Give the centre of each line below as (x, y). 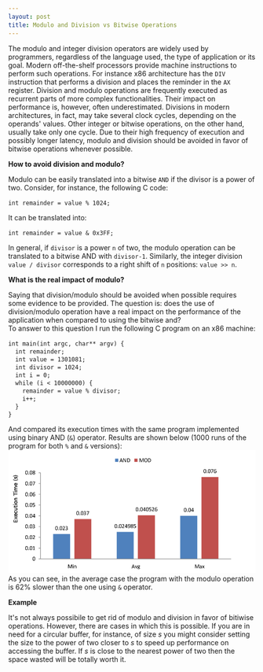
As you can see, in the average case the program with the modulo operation (131, 578)
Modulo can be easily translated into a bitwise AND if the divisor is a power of (131, 179)
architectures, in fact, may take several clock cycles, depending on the (122, 115)
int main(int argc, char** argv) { (66, 343)
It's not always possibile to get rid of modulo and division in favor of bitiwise (131, 617)
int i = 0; (33, 375)
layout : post (29, 17)
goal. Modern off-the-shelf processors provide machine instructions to (122, 65)
